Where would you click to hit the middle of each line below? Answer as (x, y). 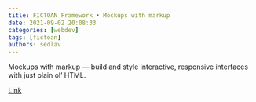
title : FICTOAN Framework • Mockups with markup (89, 15)
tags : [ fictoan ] (35, 37)
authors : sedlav (35, 45)
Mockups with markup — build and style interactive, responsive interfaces (128, 67)
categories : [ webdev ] (44, 30)
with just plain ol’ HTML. (47, 75)
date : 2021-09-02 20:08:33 (52, 23)
